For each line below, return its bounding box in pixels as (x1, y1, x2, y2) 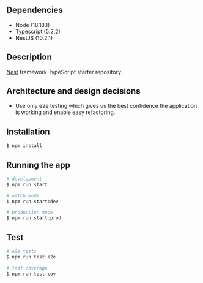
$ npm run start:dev (6, 198, 59, 205)
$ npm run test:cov (6, 271, 56, 277)
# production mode (6, 209, 53, 216)
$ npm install (6, 143, 43, 149)
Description (6, 52, 52, 62)
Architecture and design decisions (6, 86, 141, 97)
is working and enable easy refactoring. (15, 108, 116, 116)
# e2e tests (6, 248, 37, 254)
